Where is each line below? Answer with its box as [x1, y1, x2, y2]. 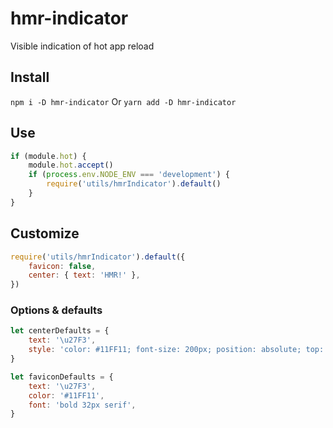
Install [10, 69, 50, 86]
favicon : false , [28, 261, 97, 271]
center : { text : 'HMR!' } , [28, 270, 141, 281]
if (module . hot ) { [10, 151, 87, 161]
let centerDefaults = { [10, 326, 110, 336]
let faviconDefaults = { [10, 372, 114, 382]
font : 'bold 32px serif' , [28, 400, 137, 410]
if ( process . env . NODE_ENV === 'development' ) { [28, 170, 230, 180]
